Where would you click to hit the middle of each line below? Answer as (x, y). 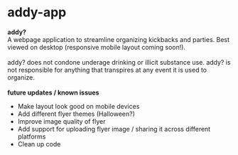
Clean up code (39, 144)
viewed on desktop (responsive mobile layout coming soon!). (97, 47)
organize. (21, 77)
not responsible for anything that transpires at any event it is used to (107, 70)
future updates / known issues (53, 92)
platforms (32, 137)
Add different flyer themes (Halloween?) (76, 114)
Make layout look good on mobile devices (79, 106)
